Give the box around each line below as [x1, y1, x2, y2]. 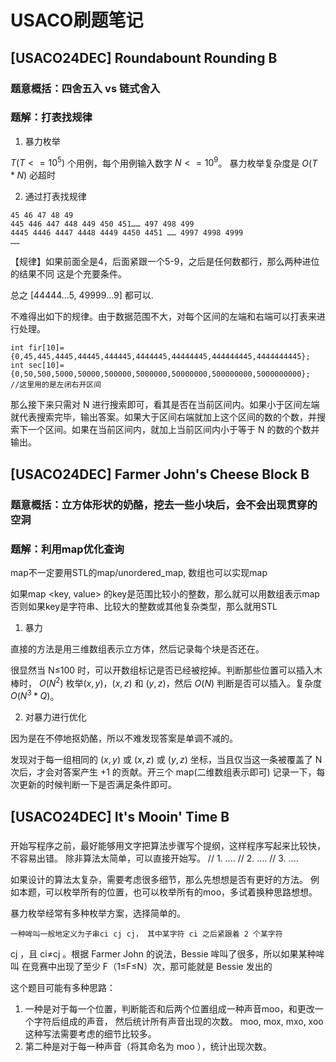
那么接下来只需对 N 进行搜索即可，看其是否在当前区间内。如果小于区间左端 [10, 399, 320, 411]
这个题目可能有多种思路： [10, 981, 116, 993]
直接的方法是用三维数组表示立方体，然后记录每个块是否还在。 [10, 643, 265, 655]
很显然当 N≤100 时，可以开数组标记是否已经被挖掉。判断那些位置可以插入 [10, 664, 315, 676]
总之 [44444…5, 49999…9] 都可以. [10, 289, 154, 301]
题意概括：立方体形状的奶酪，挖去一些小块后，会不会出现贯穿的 [10, 497, 318, 511]
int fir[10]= [10, 343, 65, 353]
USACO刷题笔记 [10, 9, 144, 32]
